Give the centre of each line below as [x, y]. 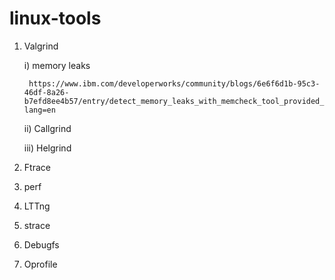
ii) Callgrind [47, 128]
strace [37, 225]
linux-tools [55, 18]
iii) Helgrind [47, 148]
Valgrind [41, 46]
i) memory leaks [57, 65]
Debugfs [41, 244]
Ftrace [37, 167]
